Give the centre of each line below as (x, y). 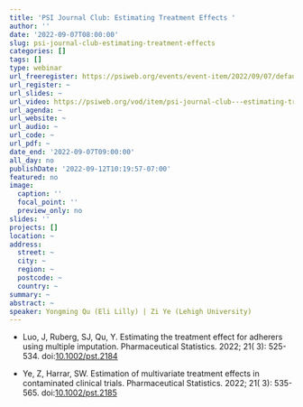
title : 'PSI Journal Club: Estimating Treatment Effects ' (123, 18)
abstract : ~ (32, 303)
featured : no (34, 177)
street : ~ (36, 253)
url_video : (30, 102)
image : (22, 186)
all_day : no (32, 160)
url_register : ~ (40, 85)
